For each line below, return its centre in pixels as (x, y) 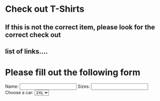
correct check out (33, 35)
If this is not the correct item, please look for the (80, 27)
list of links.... (27, 51)
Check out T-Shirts (45, 9)
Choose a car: (19, 92)
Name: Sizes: (48, 86)
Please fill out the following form (73, 73)
